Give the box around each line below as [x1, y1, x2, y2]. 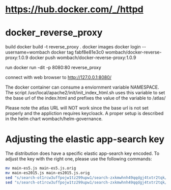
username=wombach [5, 49, 50, 56]
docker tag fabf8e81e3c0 [50, 49, 104, 56]
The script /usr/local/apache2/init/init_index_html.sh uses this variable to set [5, 90, 165, 96]
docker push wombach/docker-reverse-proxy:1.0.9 [29, 55, 136, 61]
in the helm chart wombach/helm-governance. [5, 116, 103, 122]
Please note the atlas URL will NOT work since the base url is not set [5, 105, 149, 111]
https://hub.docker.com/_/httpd [5, 4, 144, 15]
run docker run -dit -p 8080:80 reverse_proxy [5, 65, 102, 71]
